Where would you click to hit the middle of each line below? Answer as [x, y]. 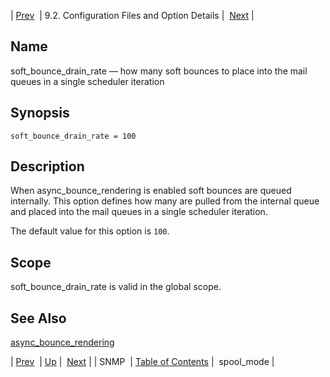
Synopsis [40, 113]
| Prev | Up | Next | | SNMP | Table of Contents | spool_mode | [142, 362]
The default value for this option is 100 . [90, 231]
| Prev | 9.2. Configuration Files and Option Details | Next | [132, 15]
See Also [38, 318]
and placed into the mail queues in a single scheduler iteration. [139, 212]
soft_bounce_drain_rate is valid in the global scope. [116, 287]
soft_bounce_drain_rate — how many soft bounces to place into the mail [159, 71]
